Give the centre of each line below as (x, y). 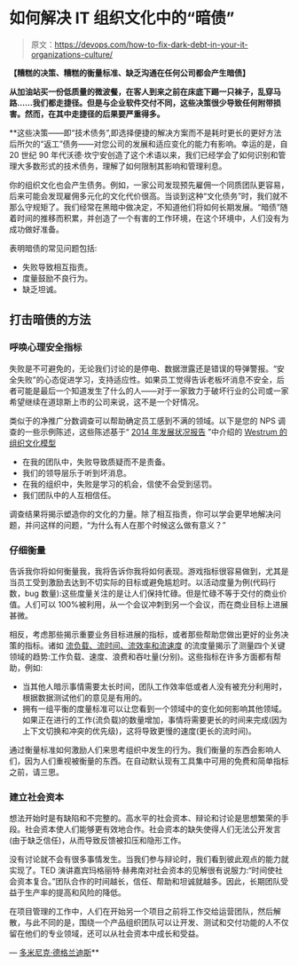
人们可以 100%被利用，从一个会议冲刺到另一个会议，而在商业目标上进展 (157, 604)
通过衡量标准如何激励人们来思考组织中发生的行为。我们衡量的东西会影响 (141, 749)
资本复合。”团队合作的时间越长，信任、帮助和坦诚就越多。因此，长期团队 (149, 882)
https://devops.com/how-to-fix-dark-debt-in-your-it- (151, 44)
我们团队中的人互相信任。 (69, 495)
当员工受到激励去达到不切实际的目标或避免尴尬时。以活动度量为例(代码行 (143, 582)
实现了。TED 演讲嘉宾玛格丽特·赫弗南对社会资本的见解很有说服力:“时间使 (142, 870)
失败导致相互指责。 (57, 266)
